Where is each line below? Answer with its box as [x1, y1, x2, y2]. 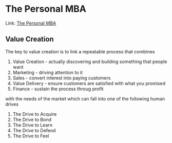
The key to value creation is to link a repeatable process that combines [5, 48, 155, 54]
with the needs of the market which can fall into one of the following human [5, 95, 165, 101]
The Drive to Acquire [12, 111, 57, 117]
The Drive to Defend [12, 127, 56, 133]
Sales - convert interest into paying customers [12, 75, 111, 81]
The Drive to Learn [12, 121, 53, 128]
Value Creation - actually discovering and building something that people [12, 58, 167, 65]
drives [5, 101, 19, 107]
